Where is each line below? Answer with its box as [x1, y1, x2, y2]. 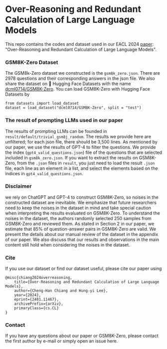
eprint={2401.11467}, [14, 297, 59, 302]
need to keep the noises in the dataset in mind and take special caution [5, 205, 151, 211]
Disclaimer [5, 183, 32, 190]
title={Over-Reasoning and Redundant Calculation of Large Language [14, 280, 160, 285]
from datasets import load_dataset [5, 101, 79, 106]
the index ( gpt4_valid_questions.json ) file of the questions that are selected [5, 149, 163, 155]
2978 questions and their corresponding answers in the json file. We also [5, 76, 156, 82]
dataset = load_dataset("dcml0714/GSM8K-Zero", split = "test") [5, 106, 142, 111]
